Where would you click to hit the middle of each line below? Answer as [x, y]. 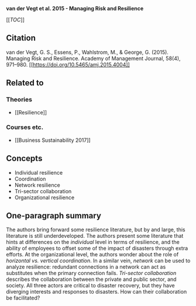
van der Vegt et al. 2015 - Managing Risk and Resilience [75, 8]
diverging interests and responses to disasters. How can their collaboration [97, 292]
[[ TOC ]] [15, 20]
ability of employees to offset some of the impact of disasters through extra [97, 248]
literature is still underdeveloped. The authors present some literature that [95, 236]
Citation [21, 38]
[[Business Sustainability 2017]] [52, 140]
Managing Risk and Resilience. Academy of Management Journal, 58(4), [93, 58]
